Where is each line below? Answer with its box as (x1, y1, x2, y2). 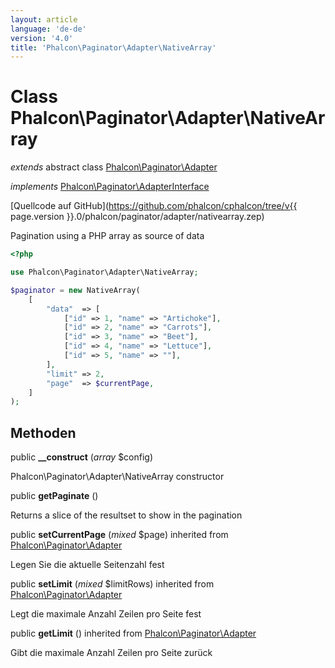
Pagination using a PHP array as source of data (10, 230, 205, 242)
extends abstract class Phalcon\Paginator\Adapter (10, 161, 218, 173)
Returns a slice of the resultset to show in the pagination (10, 509, 243, 521)
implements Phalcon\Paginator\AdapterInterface (10, 181, 210, 193)
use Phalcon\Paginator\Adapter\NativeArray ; (10, 267, 199, 278)
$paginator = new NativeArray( (10, 285, 141, 295)
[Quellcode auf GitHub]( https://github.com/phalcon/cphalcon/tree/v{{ (10, 200, 298, 212)
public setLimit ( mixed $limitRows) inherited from (10, 578, 215, 590)
